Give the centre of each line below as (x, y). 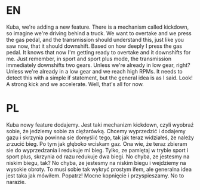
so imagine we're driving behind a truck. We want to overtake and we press (99, 33)
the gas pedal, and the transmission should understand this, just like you (95, 39)
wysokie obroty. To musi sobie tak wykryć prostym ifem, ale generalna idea (99, 169)
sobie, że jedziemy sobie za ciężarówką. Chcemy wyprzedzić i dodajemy (96, 131)
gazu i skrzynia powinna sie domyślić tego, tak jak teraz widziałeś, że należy (100, 137)
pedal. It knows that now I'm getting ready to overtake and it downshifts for (99, 52)
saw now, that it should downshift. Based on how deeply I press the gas (94, 46)
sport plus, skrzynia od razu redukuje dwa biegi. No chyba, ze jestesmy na (98, 157)
